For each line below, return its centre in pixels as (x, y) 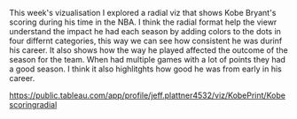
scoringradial (33, 104)
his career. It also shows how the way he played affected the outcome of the (148, 50)
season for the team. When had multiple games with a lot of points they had (148, 59)
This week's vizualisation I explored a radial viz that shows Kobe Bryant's (143, 13)
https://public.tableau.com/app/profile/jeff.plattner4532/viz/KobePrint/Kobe (148, 95)
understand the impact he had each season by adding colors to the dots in (145, 31)
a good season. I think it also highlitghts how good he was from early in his (145, 69)
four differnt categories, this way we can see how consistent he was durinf (146, 41)
